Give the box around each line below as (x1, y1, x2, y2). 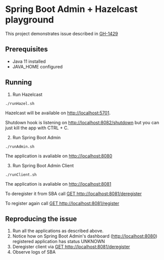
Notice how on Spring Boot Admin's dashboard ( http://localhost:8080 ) (12, 233, 157, 239)
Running (5, 78, 32, 87)
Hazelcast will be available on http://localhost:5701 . (5, 110, 111, 116)
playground (5, 14, 54, 25)
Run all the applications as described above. (12, 228, 104, 234)
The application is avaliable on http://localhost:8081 (5, 181, 111, 187)
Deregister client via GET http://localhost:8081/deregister (12, 244, 130, 250)
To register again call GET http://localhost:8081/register (5, 200, 119, 206)
